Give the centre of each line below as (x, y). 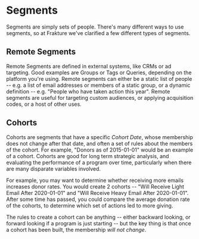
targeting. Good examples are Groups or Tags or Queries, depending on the (99, 73)
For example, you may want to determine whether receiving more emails (95, 180)
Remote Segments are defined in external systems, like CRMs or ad (89, 66)
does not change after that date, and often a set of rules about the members (99, 143)
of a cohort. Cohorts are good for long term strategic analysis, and (88, 156)
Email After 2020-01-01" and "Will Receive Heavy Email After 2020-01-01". (97, 193)
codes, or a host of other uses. (44, 104)
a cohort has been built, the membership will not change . (76, 229)
